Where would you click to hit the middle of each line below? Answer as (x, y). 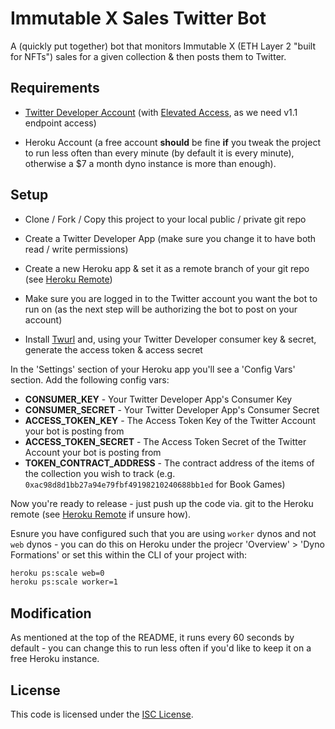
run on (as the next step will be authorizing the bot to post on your (161, 309)
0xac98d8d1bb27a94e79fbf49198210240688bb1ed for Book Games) (155, 484)
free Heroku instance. (55, 659)
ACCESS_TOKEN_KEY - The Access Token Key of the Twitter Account (170, 420)
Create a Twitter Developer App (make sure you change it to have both (170, 238)
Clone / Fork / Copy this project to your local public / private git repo (165, 219)
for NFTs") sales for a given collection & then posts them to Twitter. (148, 56)
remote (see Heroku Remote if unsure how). (101, 514)
